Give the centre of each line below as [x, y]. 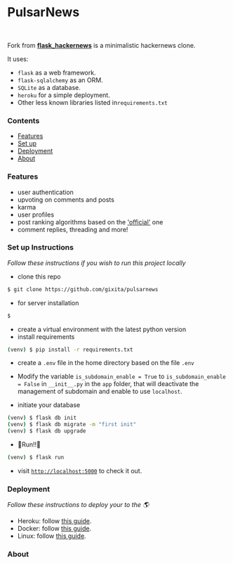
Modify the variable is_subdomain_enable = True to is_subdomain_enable [122, 376]
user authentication [45, 192]
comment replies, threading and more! [73, 229]
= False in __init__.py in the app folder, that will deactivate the [108, 384]
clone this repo [39, 276]
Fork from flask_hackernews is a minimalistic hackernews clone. [101, 45]
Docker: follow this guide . [54, 529]
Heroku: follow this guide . [54, 521]
